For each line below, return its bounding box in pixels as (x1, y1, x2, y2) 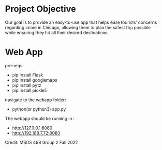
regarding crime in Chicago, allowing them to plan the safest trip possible (5, 24, 151, 30)
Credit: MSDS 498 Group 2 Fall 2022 (5, 139, 78, 145)
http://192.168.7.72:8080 (12, 130, 60, 136)
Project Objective (5, 3, 76, 15)
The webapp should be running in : (5, 115, 75, 121)
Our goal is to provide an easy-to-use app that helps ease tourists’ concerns (5, 19, 157, 25)
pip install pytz (12, 82, 42, 88)
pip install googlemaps (12, 77, 58, 83)
